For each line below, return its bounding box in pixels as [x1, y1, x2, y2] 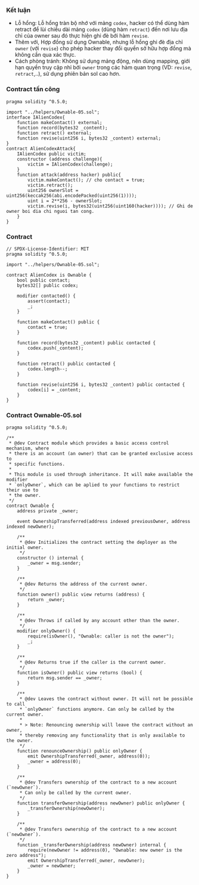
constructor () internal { [17, 555, 84, 561]
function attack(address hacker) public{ [17, 172, 121, 178]
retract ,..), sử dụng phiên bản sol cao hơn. [14, 70, 121, 78]
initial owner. [6, 544, 44, 551]
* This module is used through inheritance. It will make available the [8, 472, 194, 478]
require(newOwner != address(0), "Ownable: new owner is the [27, 847, 183, 853]
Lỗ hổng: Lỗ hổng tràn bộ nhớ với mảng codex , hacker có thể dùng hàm [14, 20, 189, 27]
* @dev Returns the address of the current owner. [19, 581, 148, 587]
